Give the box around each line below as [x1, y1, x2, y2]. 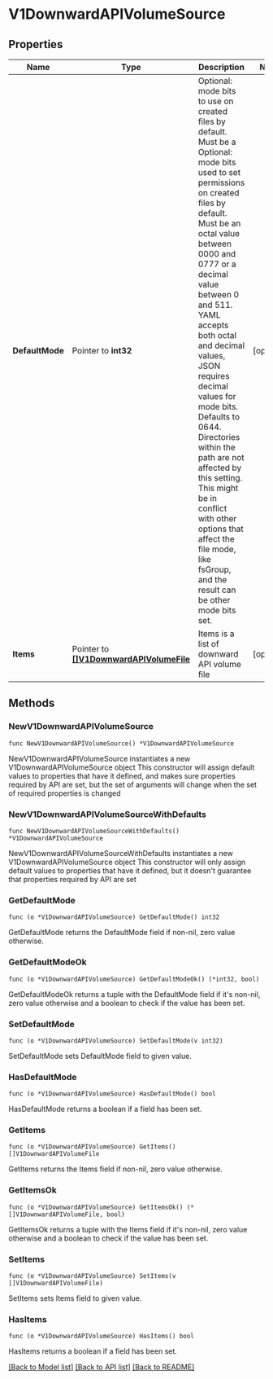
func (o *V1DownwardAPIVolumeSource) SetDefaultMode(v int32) [8, 1036, 223, 1045]
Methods [8, 696, 55, 710]
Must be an [197, 217, 241, 229]
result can [197, 584, 236, 595]
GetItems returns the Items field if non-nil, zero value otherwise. [8, 1164, 223, 1174]
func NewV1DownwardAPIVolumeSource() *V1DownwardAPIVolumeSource [8, 739, 234, 748]
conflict [197, 503, 227, 514]
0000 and [197, 248, 236, 259]
